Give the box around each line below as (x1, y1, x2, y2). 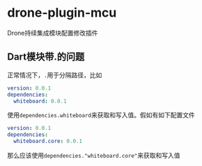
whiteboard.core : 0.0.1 (13, 138, 82, 145)
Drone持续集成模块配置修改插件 (7, 28, 98, 37)
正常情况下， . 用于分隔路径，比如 (7, 71, 102, 79)
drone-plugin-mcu (7, 5, 117, 21)
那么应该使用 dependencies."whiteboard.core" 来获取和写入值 (7, 151, 180, 159)
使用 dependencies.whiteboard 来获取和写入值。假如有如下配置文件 (7, 111, 195, 119)
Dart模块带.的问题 (7, 51, 85, 63)
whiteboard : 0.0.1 (13, 97, 68, 105)
